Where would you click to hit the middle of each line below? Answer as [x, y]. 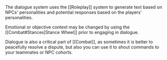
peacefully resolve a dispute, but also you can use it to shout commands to [82, 47]
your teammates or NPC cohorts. [39, 52]
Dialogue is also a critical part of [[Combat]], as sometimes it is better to [79, 42]
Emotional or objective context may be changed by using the [68, 27]
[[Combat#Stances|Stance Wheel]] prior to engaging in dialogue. [72, 32]
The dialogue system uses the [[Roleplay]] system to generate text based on [84, 7]
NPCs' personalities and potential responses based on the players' [74, 12]
